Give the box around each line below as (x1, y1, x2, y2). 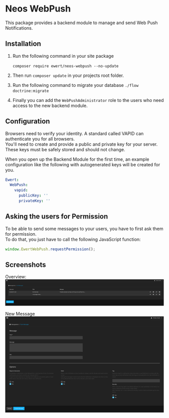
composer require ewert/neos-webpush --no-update (12, 63, 119, 68)
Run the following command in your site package (12, 53, 114, 59)
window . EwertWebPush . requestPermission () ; (5, 247, 96, 252)
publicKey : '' (18, 193, 49, 198)
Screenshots (5, 261, 46, 269)
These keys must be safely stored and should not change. (5, 146, 126, 152)
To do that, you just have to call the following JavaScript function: (5, 236, 141, 242)
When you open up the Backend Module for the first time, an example (5, 156, 149, 162)
